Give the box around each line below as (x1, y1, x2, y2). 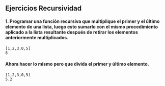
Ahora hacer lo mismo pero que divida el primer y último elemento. (5, 61, 149, 67)
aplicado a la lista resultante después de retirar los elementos (5, 29, 139, 35)
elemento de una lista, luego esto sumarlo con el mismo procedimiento (5, 23, 158, 30)
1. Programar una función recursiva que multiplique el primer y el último (5, 18, 160, 24)
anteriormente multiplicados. (5, 34, 69, 40)
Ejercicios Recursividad (5, 4, 82, 13)
